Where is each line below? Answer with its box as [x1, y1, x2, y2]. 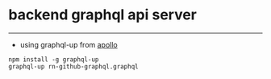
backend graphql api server [8, 6, 198, 24]
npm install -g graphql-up [8, 55, 99, 64]
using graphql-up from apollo [19, 39, 119, 49]
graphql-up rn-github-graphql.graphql [8, 62, 139, 70]
